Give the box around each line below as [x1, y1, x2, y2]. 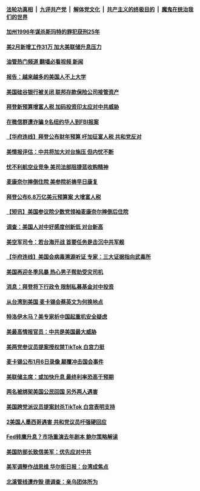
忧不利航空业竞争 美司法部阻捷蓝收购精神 [6, 163, 109, 170]
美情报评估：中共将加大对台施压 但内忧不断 [6, 148, 114, 155]
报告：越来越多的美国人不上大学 [6, 73, 86, 80]
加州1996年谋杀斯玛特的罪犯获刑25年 [6, 28, 100, 36]
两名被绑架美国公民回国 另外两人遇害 [6, 388, 98, 395]
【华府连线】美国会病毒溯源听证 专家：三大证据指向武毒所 [6, 253, 152, 261]
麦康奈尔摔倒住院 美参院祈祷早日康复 [6, 178, 98, 185]
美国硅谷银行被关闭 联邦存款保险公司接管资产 [6, 88, 119, 95]
